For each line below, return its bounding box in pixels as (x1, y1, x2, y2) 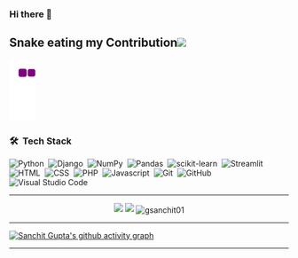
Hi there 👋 (9, 8, 53, 20)
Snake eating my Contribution (9, 35, 178, 51)
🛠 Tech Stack (9, 135, 73, 147)
